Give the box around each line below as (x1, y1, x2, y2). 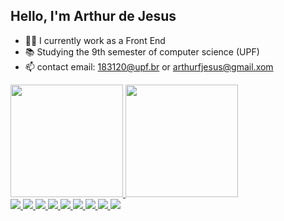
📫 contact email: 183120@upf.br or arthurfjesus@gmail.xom (24, 60, 274, 73)
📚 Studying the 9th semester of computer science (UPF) (24, 45, 260, 58)
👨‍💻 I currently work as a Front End (24, 34, 166, 46)
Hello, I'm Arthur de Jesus (10, 8, 177, 25)
